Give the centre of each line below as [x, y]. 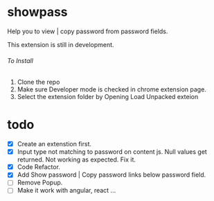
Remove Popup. [40, 183]
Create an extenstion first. [54, 144]
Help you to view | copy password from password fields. [88, 31]
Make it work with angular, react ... [66, 191]
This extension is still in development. [61, 44]
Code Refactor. [39, 167]
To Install [20, 60]
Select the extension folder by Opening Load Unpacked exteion [108, 97]
